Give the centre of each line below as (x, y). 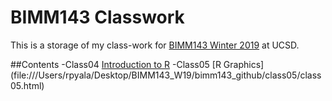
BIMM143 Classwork (97, 17)
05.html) (27, 85)
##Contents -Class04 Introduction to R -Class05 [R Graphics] (137, 64)
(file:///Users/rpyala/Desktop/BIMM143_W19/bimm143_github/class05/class (166, 75)
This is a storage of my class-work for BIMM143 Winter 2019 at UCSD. (155, 45)
